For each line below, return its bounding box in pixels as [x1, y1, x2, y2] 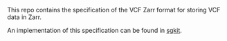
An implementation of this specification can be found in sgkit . [7, 27, 182, 34]
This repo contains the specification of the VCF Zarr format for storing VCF [7, 6, 221, 14]
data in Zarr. [7, 13, 42, 21]
